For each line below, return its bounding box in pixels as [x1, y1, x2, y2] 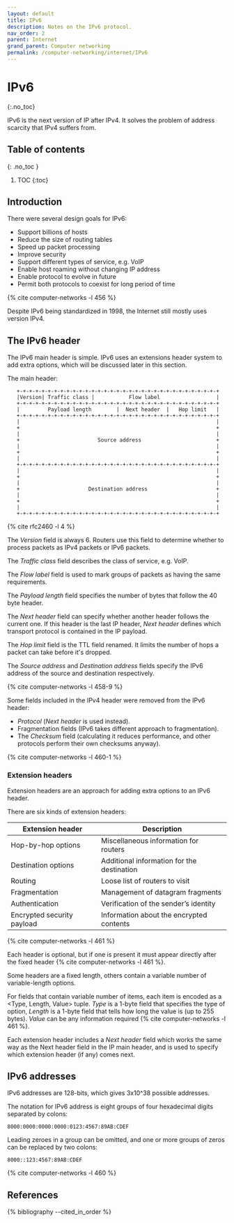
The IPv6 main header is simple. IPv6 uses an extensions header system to [7, 354, 223, 362]
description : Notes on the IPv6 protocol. [7, 23, 132, 30]
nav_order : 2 [7, 29, 45, 37]
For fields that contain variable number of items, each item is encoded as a [7, 992, 222, 1000]
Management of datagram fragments [100, 887, 221, 897]
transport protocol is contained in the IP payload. [7, 627, 148, 636]
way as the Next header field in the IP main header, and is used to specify [7, 1043, 219, 1051]
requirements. [7, 578, 47, 586]
